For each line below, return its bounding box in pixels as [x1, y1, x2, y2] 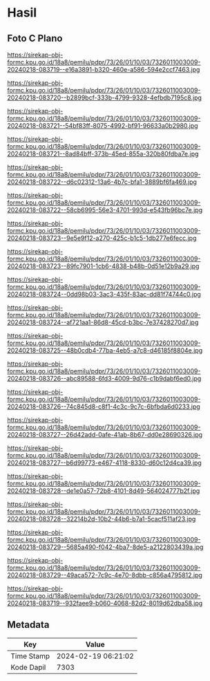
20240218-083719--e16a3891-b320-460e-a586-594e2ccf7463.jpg [7, 66, 200, 73]
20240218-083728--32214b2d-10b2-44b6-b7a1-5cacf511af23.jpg [7, 515, 196, 523]
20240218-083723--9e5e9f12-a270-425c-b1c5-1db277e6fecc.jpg [7, 234, 197, 242]
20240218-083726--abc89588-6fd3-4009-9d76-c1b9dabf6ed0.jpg [7, 375, 202, 382]
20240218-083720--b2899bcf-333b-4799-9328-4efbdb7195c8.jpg [7, 93, 202, 102]
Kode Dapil [10, 662, 46, 672]
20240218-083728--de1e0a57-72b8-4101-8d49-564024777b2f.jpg [7, 487, 200, 495]
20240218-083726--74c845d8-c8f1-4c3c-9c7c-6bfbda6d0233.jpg [7, 402, 200, 411]
